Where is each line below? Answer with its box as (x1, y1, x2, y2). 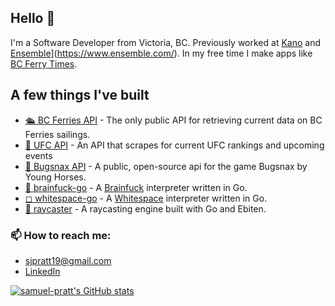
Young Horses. (24, 171, 87, 183)
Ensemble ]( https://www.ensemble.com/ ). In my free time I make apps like (10, 47, 313, 59)
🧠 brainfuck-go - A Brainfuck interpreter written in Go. (24, 181, 248, 193)
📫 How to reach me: (10, 228, 112, 242)
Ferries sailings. (24, 128, 91, 140)
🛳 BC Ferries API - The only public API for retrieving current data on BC (24, 114, 323, 126)
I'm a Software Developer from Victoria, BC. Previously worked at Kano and (10, 36, 321, 48)
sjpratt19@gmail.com (24, 254, 112, 266)
